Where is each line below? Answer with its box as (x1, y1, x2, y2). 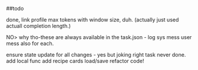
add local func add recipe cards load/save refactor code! (6, 58, 144, 64)
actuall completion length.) (6, 23, 71, 29)
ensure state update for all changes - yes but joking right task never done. (6, 51, 186, 58)
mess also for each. (6, 40, 54, 47)
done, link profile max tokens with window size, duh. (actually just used (6, 16, 179, 23)
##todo (6, 5, 24, 12)
